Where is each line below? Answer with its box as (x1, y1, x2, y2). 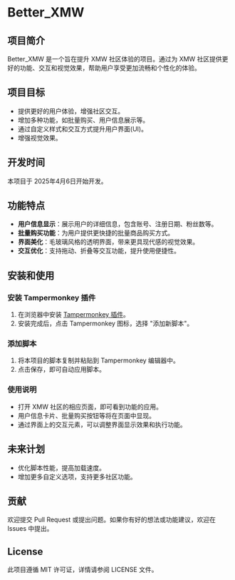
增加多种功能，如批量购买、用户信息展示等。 (17, 116, 150, 124)
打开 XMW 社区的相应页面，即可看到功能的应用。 (17, 402, 162, 411)
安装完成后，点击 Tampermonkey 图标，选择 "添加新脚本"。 (17, 319, 194, 328)
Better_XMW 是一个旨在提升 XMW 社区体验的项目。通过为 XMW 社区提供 (7, 55, 222, 63)
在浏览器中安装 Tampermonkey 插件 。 (17, 310, 130, 319)
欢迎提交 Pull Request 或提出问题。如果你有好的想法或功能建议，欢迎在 (7, 515, 216, 524)
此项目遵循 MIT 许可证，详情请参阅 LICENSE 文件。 (7, 565, 158, 574)
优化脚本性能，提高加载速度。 (17, 463, 105, 472)
